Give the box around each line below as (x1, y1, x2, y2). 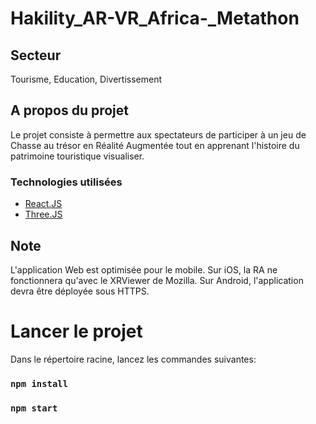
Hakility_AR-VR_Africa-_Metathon (10, 7, 300, 30)
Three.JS (24, 208, 63, 221)
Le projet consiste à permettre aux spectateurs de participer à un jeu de (10, 128, 307, 141)
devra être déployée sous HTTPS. (10, 285, 150, 297)
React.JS (24, 198, 63, 210)
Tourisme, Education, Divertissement (10, 73, 162, 85)
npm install (10, 378, 69, 389)
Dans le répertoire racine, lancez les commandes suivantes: (10, 353, 257, 365)
